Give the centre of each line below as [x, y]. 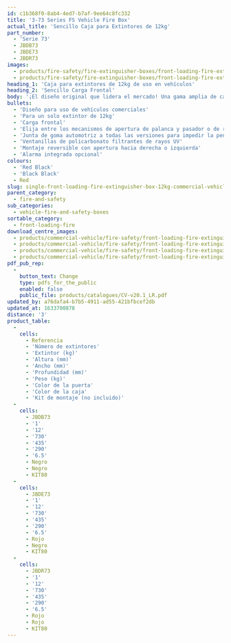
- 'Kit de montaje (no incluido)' [75, 398]
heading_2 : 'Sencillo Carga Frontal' [61, 90]
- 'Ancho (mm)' [47, 366]
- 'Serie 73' [32, 39]
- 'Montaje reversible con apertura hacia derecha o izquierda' [107, 148]
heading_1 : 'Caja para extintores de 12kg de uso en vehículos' [101, 84]
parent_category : [32, 193]
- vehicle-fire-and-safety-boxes [61, 212]
